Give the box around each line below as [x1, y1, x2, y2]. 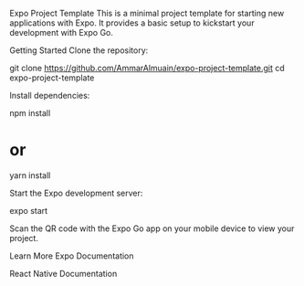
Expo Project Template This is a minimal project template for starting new [9, 8, 285, 18]
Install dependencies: [9, 90, 90, 101]
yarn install [9, 169, 51, 181]
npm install [9, 108, 51, 118]
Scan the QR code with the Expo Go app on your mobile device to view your [9, 223, 295, 234]
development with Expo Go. [9, 27, 114, 37]
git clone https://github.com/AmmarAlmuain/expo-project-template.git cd [9, 63, 285, 73]
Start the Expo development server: [9, 187, 143, 198]
